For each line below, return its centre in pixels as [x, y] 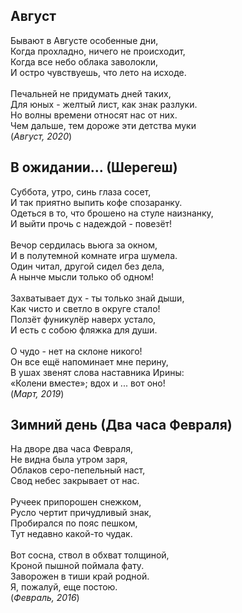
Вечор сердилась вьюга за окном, [84, 245]
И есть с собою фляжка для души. [84, 330]
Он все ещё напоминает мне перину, [89, 361]
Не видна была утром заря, [69, 460]
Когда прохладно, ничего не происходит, [98, 51]
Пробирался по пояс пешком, [74, 523]
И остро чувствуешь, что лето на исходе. [98, 72]
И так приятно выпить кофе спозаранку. [96, 202]
